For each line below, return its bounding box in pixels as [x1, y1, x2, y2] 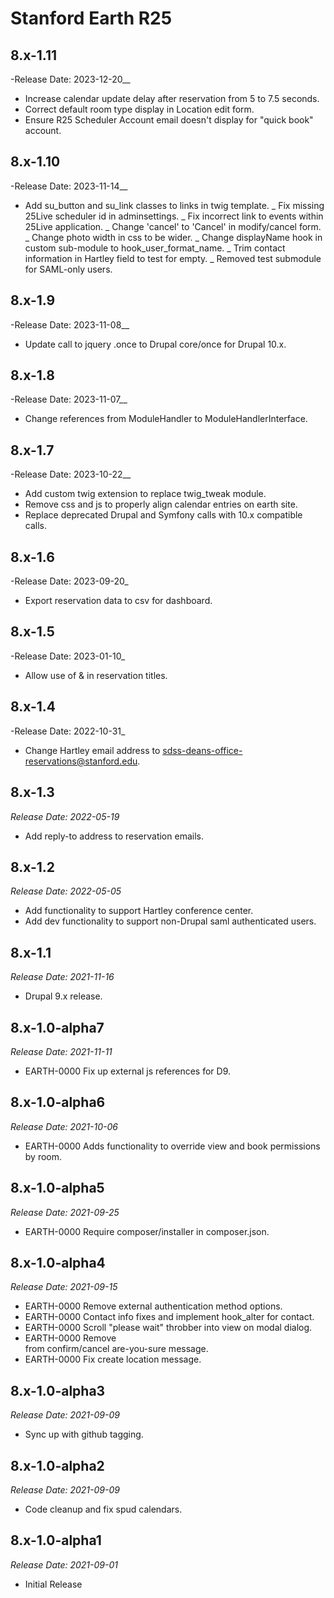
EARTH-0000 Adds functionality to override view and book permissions [24, 1140, 321, 1152]
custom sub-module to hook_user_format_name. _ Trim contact [24, 242, 286, 254]
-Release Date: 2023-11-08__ [10, 318, 130, 331]
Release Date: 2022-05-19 [10, 810, 120, 822]
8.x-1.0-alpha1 [10, 1532, 102, 1549]
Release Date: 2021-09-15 [10, 1281, 118, 1293]
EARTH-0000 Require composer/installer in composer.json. [24, 1225, 270, 1237]
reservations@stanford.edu [24, 755, 138, 767]
